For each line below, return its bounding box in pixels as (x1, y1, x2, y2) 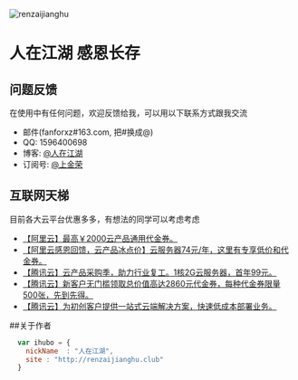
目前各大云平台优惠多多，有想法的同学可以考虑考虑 (9, 214, 200, 224)
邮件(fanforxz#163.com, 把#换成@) (22, 127, 154, 138)
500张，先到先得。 (22, 290, 93, 300)
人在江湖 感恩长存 (9, 43, 140, 63)
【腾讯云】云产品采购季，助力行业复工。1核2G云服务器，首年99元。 (22, 267, 277, 278)
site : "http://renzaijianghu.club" (25, 355, 165, 364)
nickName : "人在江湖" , (25, 347, 114, 356)
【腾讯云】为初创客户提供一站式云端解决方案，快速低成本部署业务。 (22, 300, 277, 311)
